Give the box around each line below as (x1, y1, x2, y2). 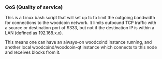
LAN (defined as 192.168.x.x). (5, 30, 63, 36)
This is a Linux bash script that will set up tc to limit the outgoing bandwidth (5, 15, 156, 21)
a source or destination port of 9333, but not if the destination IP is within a (5, 25, 155, 31)
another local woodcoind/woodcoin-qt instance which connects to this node (5, 45, 157, 50)
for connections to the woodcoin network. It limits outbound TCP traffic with (5, 20, 156, 25)
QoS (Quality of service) (5, 4, 63, 11)
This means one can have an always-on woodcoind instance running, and (5, 39, 152, 45)
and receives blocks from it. (5, 49, 60, 55)
